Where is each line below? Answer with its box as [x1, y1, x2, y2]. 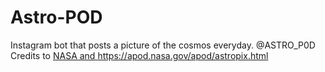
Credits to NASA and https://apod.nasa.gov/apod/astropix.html [10, 49, 269, 61]
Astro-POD [10, 6, 103, 29]
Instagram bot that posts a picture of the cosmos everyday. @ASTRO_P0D [10, 39, 316, 51]
